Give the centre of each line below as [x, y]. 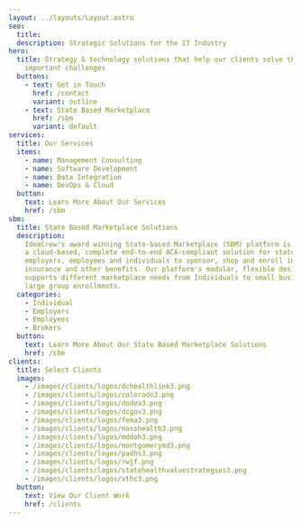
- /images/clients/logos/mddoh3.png [94, 437]
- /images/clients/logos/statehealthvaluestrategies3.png [136, 471]
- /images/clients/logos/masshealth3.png [103, 428]
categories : [39, 294]
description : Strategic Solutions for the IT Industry [122, 43]
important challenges [65, 69]
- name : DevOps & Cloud [69, 186]
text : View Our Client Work [77, 495]
